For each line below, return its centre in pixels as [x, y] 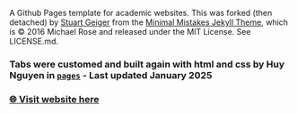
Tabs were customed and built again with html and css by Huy [147, 64]
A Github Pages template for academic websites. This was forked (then [141, 13]
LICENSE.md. [34, 41]
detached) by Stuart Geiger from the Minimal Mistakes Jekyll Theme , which [149, 22]
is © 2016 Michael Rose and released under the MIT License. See [130, 32]
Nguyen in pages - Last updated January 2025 [111, 75]
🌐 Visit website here [54, 99]
